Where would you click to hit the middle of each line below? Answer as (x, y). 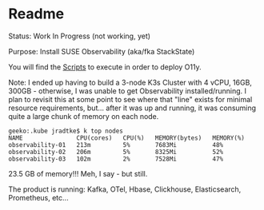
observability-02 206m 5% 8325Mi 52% (116, 152)
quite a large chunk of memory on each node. (84, 116)
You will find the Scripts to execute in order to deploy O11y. (105, 67)
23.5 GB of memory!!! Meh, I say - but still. (78, 173)
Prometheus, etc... (39, 197)
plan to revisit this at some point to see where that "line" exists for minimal (130, 99)
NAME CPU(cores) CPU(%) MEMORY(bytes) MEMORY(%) (127, 138)
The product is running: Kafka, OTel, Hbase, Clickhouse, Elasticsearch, (125, 189)
